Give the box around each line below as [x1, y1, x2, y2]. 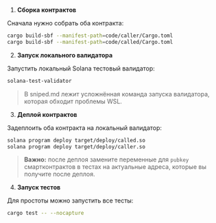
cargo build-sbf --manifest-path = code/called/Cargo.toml [7, 38, 173, 45]
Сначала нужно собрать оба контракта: [7, 19, 124, 27]
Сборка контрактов [16, 6, 77, 14]
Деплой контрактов [16, 110, 77, 118]
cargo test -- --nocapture [7, 210, 84, 217]
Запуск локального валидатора [16, 51, 113, 59]
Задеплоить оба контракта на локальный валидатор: [7, 123, 163, 132]
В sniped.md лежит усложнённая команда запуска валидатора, [23, 90, 211, 98]
